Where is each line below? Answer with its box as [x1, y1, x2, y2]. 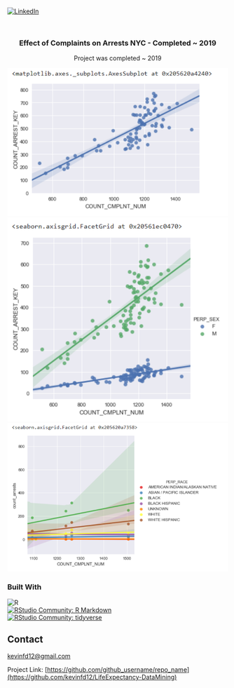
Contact [7, 633, 43, 645]
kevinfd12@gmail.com [7, 652, 71, 661]
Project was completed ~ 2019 [74, 54, 162, 62]
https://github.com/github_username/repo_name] [46, 666, 190, 674]
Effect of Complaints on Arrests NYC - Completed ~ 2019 [18, 39, 217, 48]
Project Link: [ [7, 666, 48, 674]
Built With [7, 582, 42, 592]
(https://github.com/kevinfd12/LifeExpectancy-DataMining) [7, 673, 177, 682]
